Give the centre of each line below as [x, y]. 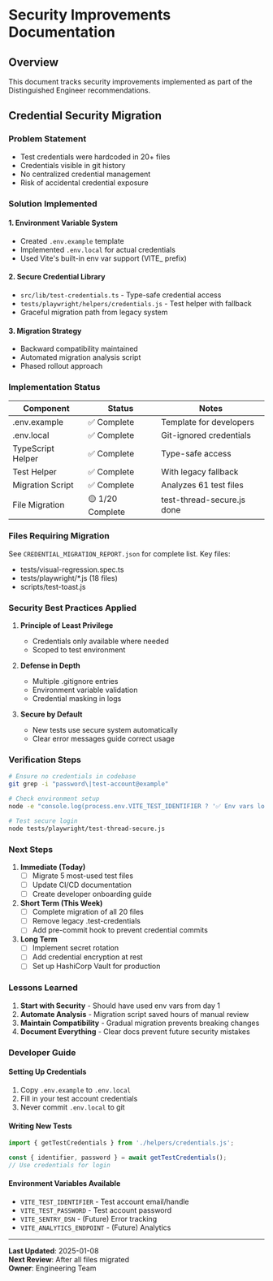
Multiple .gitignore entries [75, 682]
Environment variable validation [85, 690]
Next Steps [31, 849]
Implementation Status [54, 387]
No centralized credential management [85, 174]
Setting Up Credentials [48, 1072]
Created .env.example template [72, 240]
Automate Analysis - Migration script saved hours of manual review [134, 1014]
